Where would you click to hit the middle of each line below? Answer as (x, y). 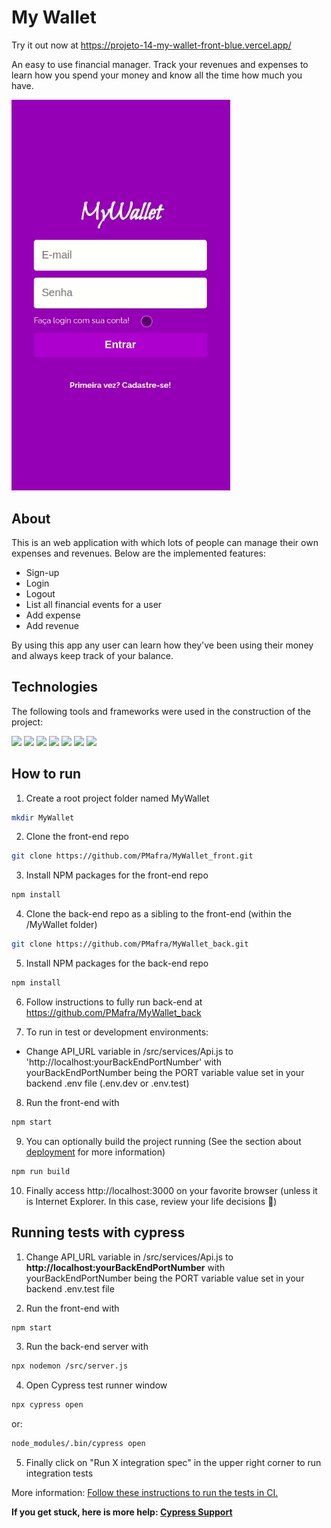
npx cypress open (47, 1405)
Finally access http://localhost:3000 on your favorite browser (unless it (171, 1190)
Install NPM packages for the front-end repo (117, 875)
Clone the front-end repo (77, 837)
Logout (40, 593)
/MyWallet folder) (61, 925)
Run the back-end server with (87, 1347)
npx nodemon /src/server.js (70, 1366)
